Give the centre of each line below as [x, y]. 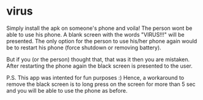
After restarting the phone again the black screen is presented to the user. [99, 66]
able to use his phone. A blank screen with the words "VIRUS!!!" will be [95, 34]
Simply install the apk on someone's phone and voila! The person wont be [99, 28]
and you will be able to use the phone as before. [67, 90]
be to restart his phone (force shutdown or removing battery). [84, 48]
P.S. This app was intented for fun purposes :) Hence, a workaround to [95, 77]
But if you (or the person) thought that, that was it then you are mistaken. [98, 59]
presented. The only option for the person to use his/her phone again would [102, 41]
